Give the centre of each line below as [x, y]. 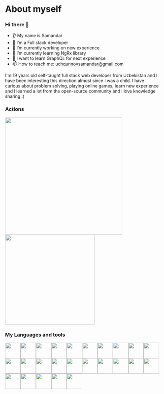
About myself [33, 9]
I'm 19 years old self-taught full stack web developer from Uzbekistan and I [81, 76]
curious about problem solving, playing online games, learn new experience [82, 86]
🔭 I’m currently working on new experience [56, 48]
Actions [15, 109]
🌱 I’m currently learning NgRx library [49, 53]
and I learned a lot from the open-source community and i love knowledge [81, 91]
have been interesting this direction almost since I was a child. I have [75, 81]
